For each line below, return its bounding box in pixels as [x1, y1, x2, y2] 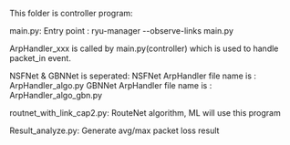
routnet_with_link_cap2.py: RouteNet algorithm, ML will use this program [9, 108, 281, 118]
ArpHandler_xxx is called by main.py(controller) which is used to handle [9, 43, 279, 54]
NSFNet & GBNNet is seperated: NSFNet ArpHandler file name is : [9, 70, 257, 81]
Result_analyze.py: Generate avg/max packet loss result [9, 125, 220, 136]
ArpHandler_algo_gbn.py [9, 90, 103, 100]
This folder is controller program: [9, 8, 134, 18]
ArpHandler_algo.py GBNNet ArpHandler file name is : [9, 80, 212, 90]
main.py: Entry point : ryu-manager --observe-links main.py [9, 26, 234, 36]
